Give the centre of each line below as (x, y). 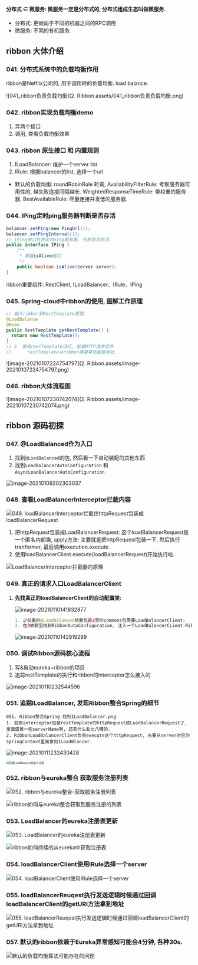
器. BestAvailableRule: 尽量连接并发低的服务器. (71, 199)
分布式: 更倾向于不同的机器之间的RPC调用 (65, 23)
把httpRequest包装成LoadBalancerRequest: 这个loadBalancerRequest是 (102, 532)
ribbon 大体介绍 (35, 51)
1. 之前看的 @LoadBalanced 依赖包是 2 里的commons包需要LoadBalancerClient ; (100, 620)
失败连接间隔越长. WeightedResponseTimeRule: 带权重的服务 (112, 192)
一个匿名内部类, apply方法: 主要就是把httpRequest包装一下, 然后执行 (98, 540)
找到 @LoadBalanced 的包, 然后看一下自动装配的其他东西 (80, 458)
